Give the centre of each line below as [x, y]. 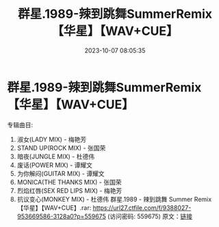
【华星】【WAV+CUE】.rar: [54, 208]
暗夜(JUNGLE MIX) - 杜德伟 [55, 156]
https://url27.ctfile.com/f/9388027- [142, 208]
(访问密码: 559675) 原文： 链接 [150, 216]
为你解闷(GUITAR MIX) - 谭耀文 [61, 173]
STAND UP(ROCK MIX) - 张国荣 [61, 148]
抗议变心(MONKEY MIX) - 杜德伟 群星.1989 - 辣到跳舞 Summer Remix [114, 199]
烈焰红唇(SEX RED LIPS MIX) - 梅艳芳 [69, 190]
